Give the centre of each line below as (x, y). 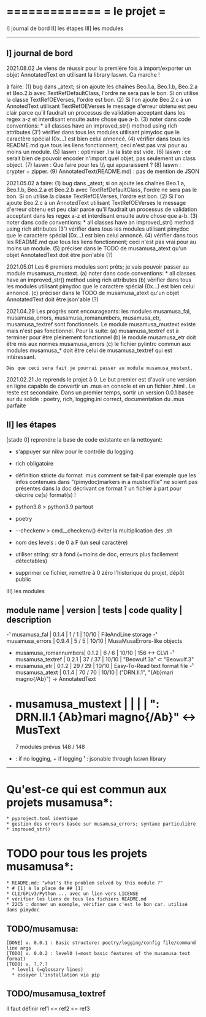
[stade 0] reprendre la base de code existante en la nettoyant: (84, 439)
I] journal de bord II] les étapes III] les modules (65, 28)
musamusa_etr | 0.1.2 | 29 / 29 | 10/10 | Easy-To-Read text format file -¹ (105, 666)
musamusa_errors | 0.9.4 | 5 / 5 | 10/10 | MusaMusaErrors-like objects (94, 641)
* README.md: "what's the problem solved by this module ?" (85, 883)
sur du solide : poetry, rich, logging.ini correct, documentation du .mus (95, 399)
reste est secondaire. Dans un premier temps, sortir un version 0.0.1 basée (100, 392)
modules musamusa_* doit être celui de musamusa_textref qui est (90, 350)
